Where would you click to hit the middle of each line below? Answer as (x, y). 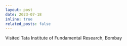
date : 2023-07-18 (24, 14)
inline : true (19, 19)
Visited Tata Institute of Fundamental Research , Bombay (64, 38)
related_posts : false (28, 24)
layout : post (19, 10)
